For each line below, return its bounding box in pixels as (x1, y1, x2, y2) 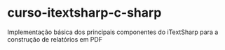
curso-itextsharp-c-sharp (7, 5, 162, 21)
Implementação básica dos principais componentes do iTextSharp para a (7, 28, 219, 36)
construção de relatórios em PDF (7, 35, 103, 43)
